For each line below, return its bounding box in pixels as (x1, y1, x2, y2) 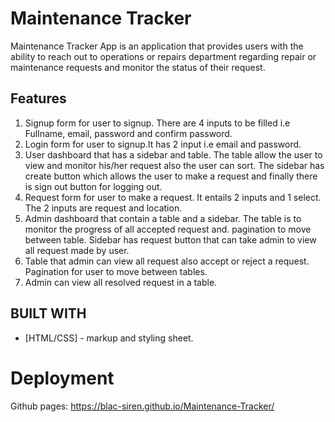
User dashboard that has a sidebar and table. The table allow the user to (24, 148, 323, 161)
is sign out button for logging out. (24, 180, 163, 192)
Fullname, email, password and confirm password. (24, 127, 233, 139)
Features (10, 90, 67, 107)
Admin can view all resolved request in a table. (24, 276, 218, 288)
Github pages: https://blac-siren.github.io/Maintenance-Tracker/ (10, 400, 275, 412)
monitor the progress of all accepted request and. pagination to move (24, 223, 312, 235)
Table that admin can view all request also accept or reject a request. (24, 255, 310, 267)
